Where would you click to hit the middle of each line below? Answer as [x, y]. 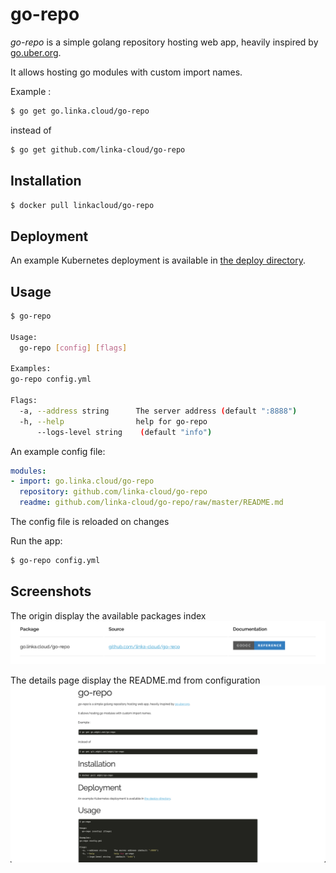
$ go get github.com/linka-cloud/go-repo [98, 149]
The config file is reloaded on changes [90, 521]
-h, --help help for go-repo [113, 421]
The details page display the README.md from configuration [135, 680]
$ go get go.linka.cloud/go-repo [80, 111]
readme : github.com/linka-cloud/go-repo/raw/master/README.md [151, 503]
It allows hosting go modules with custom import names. [126, 72]
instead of [31, 130]
